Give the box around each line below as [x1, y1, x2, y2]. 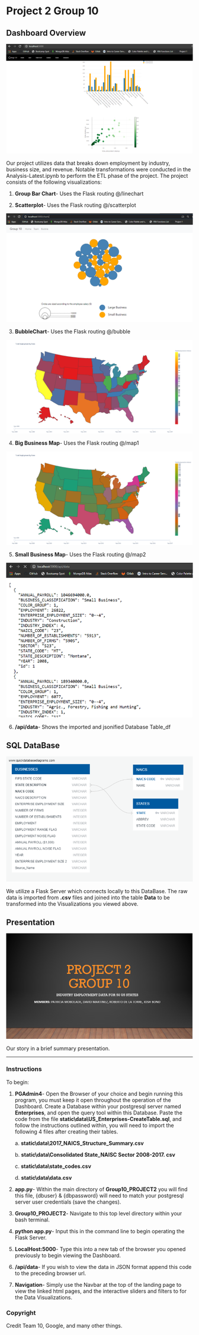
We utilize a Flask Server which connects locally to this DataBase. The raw [6, 887, 188, 894]
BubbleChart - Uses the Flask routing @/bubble [14, 328, 131, 335]
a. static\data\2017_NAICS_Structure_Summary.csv [14, 1139, 144, 1146]
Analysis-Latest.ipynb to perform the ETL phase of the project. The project [6, 172, 188, 180]
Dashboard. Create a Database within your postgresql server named [14, 1102, 182, 1110]
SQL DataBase [6, 740, 60, 750]
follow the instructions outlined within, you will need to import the [14, 1122, 174, 1129]
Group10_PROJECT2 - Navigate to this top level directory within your [14, 1210, 182, 1217]
